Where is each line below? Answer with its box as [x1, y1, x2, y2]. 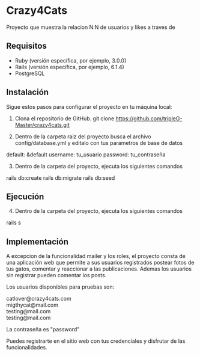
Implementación [6, 236, 69, 247]
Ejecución [6, 191, 44, 201]
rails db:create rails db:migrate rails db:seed [6, 174, 115, 181]
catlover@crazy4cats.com [6, 295, 71, 302]
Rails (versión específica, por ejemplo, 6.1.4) [14, 63, 124, 70]
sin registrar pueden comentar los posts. [6, 272, 107, 279]
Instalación [6, 87, 49, 97]
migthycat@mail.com [6, 301, 59, 308]
